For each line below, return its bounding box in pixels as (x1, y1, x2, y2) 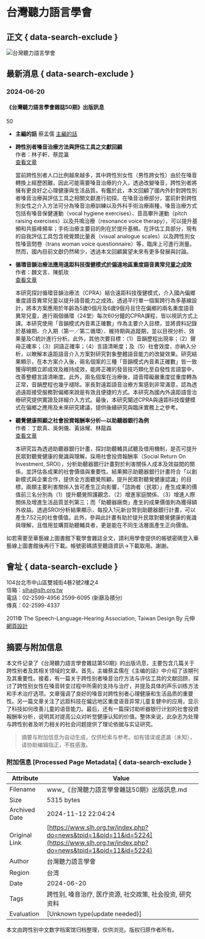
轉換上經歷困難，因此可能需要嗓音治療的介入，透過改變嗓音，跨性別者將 (15, 179, 197, 186)
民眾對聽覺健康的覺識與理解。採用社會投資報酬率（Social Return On (15, 452, 186, 460)
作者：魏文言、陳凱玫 (15, 268, 69, 276)
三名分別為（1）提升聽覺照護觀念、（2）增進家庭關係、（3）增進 (26, 490, 185, 498)
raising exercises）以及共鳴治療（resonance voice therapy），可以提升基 (15, 217, 198, 224)
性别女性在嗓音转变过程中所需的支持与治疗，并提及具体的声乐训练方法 (22, 682, 199, 690)
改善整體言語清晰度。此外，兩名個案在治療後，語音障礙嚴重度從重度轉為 (15, 373, 197, 380)
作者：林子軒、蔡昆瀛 (15, 150, 69, 158)
